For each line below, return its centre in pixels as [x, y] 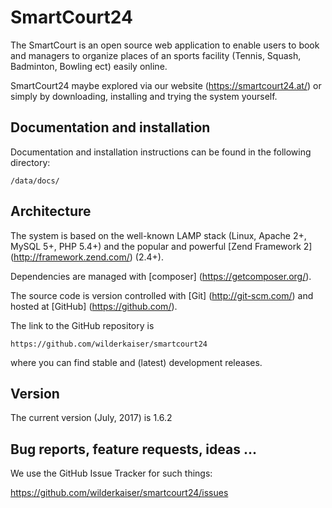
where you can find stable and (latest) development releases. [136, 362]
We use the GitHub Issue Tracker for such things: [111, 473]
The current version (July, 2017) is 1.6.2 [91, 418]
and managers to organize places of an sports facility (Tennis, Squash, [156, 55]
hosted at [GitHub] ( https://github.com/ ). [94, 306]
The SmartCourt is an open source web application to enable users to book [165, 45]
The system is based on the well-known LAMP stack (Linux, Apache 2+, [158, 235]
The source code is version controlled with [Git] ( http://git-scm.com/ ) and [162, 295]
